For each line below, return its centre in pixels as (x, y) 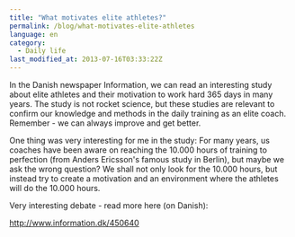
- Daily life (42, 51)
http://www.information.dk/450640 (74, 223)
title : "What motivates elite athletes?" (88, 18)
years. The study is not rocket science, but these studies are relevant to (142, 104)
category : (28, 43)
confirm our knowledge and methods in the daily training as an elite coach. (148, 114)
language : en (34, 34)
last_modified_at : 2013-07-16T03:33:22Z (86, 59)
